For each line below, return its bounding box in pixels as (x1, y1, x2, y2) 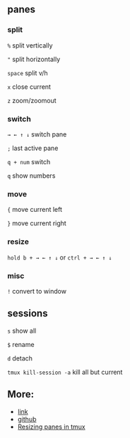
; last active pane (7, 144, 59, 152)
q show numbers (7, 171, 56, 180)
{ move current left (7, 205, 62, 214)
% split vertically (7, 41, 53, 50)
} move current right (7, 219, 67, 228)
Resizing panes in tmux (17, 422, 86, 431)
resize (7, 237, 30, 247)
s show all (7, 326, 37, 335)
